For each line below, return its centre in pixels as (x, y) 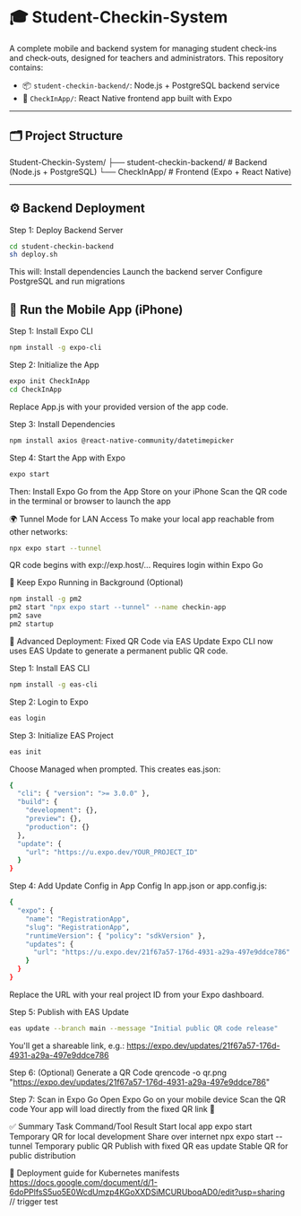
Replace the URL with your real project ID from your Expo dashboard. (137, 994)
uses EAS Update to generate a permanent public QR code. (119, 651)
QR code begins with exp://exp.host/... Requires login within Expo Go (136, 565)
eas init (26, 752)
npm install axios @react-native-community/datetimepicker (122, 441)
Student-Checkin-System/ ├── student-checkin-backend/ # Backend (138, 162)
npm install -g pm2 (46, 599)
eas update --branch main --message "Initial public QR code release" (144, 1028)
